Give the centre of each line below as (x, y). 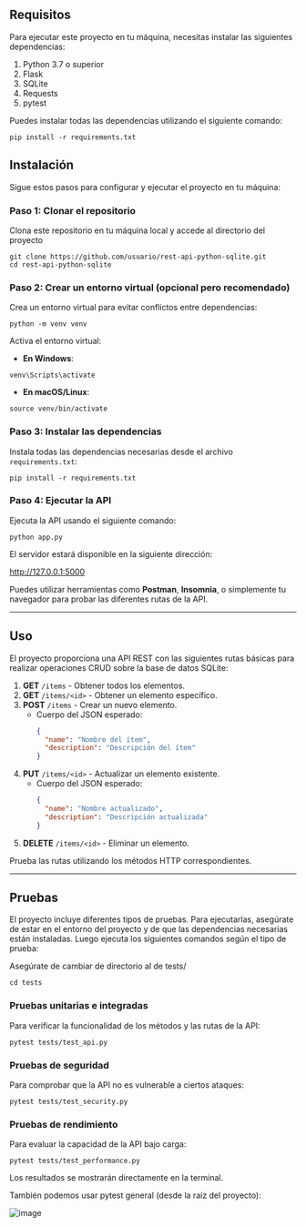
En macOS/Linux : (56, 392)
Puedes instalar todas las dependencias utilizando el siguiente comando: (146, 120)
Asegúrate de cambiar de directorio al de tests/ (98, 966)
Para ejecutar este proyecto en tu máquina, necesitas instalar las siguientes (151, 36)
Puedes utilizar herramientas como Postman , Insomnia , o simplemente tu (148, 589)
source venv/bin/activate (58, 409)
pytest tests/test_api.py (58, 1042)
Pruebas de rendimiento (64, 1124)
